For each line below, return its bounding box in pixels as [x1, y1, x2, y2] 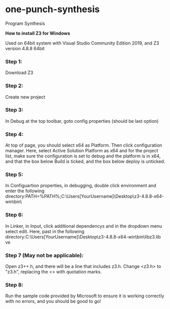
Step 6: [5, 212, 24, 219]
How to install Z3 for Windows [5, 30, 71, 36]
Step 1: [5, 58, 22, 65]
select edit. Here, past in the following [5, 228, 85, 234]
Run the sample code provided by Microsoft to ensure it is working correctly [5, 293, 164, 299]
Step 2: [5, 82, 24, 89]
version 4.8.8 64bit [5, 45, 45, 51]
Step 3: [5, 107, 24, 114]
